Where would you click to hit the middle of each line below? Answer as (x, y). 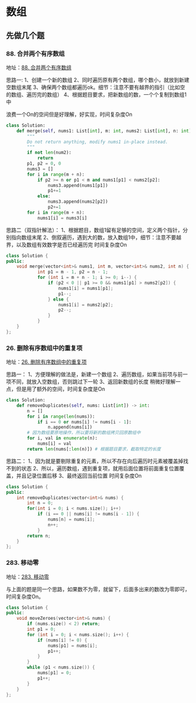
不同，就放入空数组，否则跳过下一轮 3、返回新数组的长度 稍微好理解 (93, 382)
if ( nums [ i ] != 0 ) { (62, 640)
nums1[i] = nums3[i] (62, 218)
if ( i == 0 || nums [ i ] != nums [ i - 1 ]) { (88, 514)
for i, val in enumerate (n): (62, 438)
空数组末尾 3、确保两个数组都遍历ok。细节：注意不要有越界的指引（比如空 (96, 87)
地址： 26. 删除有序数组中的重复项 (46, 362)
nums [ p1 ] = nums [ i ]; (73, 646)
